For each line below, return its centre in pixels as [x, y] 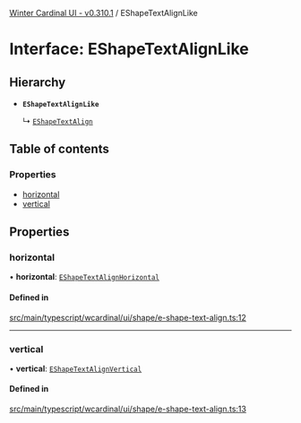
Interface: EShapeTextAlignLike [129, 49]
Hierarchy [38, 82]
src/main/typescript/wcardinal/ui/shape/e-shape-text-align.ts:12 [128, 317]
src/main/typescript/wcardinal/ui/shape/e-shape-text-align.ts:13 [128, 409]
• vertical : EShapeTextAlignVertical [76, 368]
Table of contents [59, 149]
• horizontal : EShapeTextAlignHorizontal [84, 277]
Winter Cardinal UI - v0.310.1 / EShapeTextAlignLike [104, 13]
